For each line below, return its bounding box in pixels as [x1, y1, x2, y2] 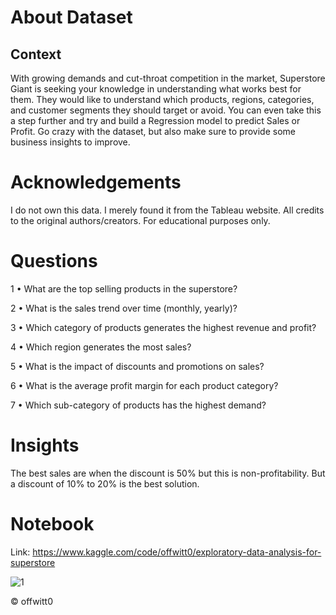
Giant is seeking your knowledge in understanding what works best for [10, 83, 302, 95]
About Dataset [10, 6, 133, 29]
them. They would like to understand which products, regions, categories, [10, 94, 315, 105]
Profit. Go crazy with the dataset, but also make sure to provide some [10, 126, 296, 137]
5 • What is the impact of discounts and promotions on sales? [10, 360, 265, 372]
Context [10, 46, 62, 63]
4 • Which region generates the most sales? [10, 341, 192, 353]
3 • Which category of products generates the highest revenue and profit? [10, 321, 317, 333]
